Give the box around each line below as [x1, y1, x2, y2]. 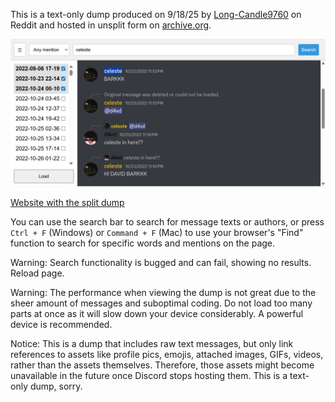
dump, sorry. [29, 380, 83, 393]
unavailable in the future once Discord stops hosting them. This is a [10, 370, 288, 382]
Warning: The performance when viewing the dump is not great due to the [10, 287, 317, 299]
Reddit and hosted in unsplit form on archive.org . [10, 19, 212, 31]
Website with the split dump [10, 197, 125, 209]
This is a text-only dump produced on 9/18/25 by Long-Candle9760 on [10, 9, 302, 20]
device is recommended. [10, 319, 113, 331]
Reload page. [10, 267, 65, 279]
